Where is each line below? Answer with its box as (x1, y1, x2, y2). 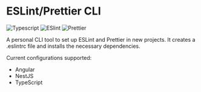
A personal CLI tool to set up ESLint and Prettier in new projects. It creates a (6, 36, 196, 43)
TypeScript (15, 79, 43, 86)
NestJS (15, 72, 34, 79)
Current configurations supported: (6, 54, 92, 61)
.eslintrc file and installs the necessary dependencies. (6, 42, 140, 50)
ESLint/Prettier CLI (6, 4, 101, 18)
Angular (15, 65, 35, 73)
